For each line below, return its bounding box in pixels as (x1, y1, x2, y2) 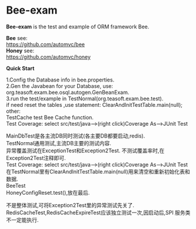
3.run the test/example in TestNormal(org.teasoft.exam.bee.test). (6, 95, 164, 102)
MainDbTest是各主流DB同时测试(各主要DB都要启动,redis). (6, 132, 145, 139)
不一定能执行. (6, 216, 39, 223)
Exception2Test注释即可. (6, 154, 66, 161)
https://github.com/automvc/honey (6, 53, 91, 60)
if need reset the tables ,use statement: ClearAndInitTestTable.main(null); (6, 101, 183, 108)
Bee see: (6, 34, 28, 41)
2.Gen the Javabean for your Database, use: (6, 82, 114, 89)
